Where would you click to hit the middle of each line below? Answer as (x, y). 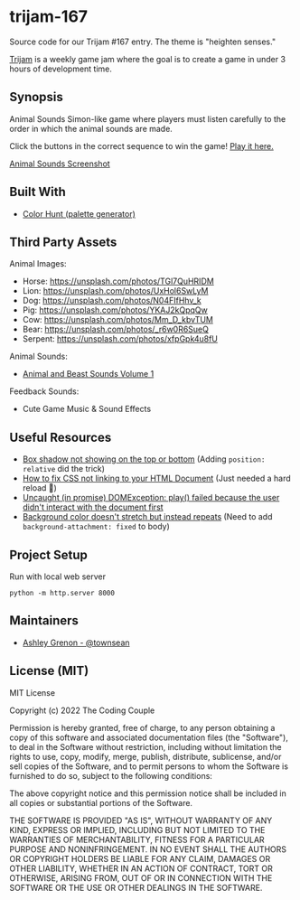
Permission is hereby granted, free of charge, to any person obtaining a (142, 727)
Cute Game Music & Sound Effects (87, 409)
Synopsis (36, 97)
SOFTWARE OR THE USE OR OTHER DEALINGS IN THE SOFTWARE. (136, 887)
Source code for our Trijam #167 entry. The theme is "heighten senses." (143, 42)
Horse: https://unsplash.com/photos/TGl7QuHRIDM (118, 281)
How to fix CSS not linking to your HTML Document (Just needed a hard (156, 478)
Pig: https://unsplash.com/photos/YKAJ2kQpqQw (115, 310)
